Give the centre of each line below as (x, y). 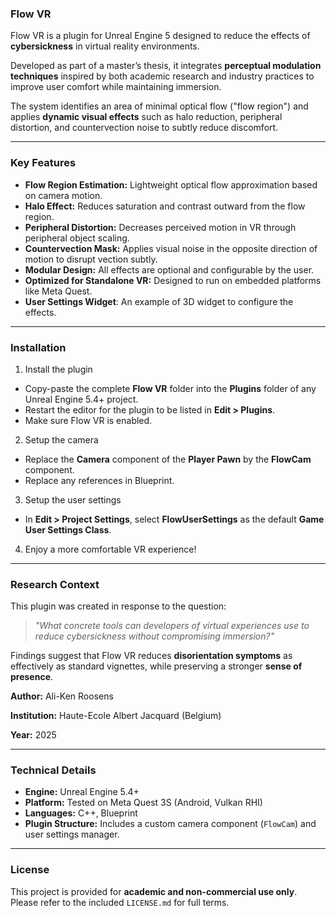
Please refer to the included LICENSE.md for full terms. (120, 902)
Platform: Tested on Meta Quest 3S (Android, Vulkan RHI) (143, 803)
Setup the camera (61, 439)
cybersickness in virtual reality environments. (105, 46)
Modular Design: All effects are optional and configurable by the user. (169, 269)
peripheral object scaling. (77, 238)
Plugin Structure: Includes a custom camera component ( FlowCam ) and (170, 824)
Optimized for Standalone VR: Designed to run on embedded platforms (173, 280)
